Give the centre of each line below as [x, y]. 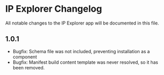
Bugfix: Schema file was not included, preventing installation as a [81, 51]
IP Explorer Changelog [54, 9]
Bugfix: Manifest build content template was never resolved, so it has [85, 62]
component [25, 57]
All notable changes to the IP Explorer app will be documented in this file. [82, 23]
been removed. [29, 67]
